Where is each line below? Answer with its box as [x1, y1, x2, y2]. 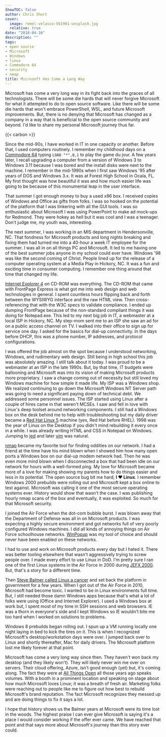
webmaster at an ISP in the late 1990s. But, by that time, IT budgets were [5, 364, 153, 370]
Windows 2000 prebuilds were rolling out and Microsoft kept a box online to [5, 479, 160, 485]
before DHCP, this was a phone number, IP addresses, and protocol [5, 333, 143, 339]
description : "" [5, 35, 39, 40]
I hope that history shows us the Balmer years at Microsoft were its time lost [5, 706, 160, 712]
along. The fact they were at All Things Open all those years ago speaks [5, 670, 152, 676]
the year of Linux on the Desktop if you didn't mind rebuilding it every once [5, 422, 158, 428]
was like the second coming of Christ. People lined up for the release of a [5, 255, 155, 261]
